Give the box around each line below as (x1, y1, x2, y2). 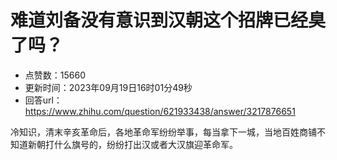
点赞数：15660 (24, 69, 86, 81)
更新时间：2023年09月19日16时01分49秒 (24, 81, 193, 93)
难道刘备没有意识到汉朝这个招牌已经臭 (10, 9, 327, 32)
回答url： (24, 94, 63, 106)
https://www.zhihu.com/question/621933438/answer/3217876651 (24, 105, 296, 117)
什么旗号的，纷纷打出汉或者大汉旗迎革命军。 (53, 138, 238, 150)
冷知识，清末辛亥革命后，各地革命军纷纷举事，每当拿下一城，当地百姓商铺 (10, 126, 317, 138)
